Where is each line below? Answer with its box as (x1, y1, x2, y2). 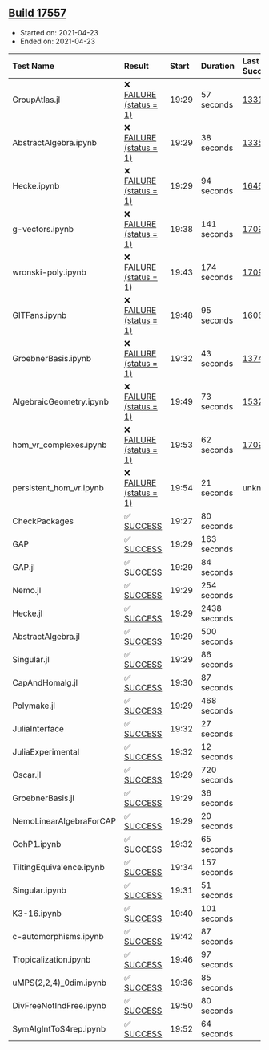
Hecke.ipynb (12, 180, 60, 191)
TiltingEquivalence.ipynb (12, 861, 106, 873)
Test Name (12, 60, 54, 71)
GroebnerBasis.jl (12, 792, 74, 804)
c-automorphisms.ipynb (12, 930, 104, 942)
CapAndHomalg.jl (12, 677, 78, 688)
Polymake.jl (12, 700, 56, 711)
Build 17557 (8, 6, 66, 20)
